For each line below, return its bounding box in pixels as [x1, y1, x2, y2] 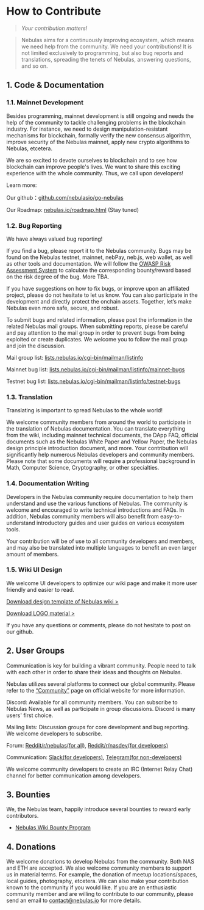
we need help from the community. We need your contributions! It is [21, 43, 192, 50]
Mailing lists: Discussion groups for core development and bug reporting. [6, 723, 189, 730]
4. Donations [6, 842, 56, 852]
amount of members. [6, 550, 59, 558]
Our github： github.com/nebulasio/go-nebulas [6, 194, 124, 201]
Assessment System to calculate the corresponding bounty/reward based [6, 266, 191, 274]
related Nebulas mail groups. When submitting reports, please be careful [6, 322, 189, 330]
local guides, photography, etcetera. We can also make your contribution [6, 878, 189, 885]
